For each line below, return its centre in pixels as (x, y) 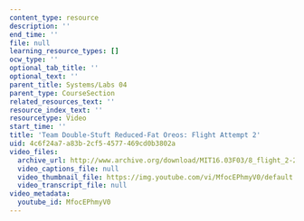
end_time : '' (34, 34)
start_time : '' (38, 127)
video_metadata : (40, 194)
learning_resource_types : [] (64, 51)
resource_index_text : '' (56, 110)
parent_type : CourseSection (62, 93)
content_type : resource (54, 18)
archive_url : (42, 160)
